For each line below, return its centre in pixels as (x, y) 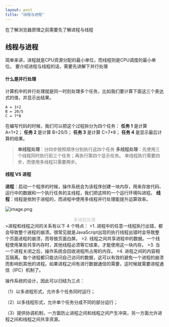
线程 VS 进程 (18, 174)
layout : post (19, 10)
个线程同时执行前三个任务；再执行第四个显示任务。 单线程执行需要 (87, 155)
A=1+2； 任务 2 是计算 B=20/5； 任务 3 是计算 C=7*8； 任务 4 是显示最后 (81, 132)
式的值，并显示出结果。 (29, 97)
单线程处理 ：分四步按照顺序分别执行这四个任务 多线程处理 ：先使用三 (89, 149)
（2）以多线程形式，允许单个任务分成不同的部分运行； (62, 302)
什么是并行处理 (21, 79)
